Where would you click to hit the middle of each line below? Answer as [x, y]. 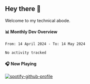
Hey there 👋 [23, 9]
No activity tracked [26, 53]
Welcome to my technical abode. [38, 20]
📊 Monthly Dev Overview [31, 32]
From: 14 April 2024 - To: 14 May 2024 [45, 44]
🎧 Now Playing [21, 64]
